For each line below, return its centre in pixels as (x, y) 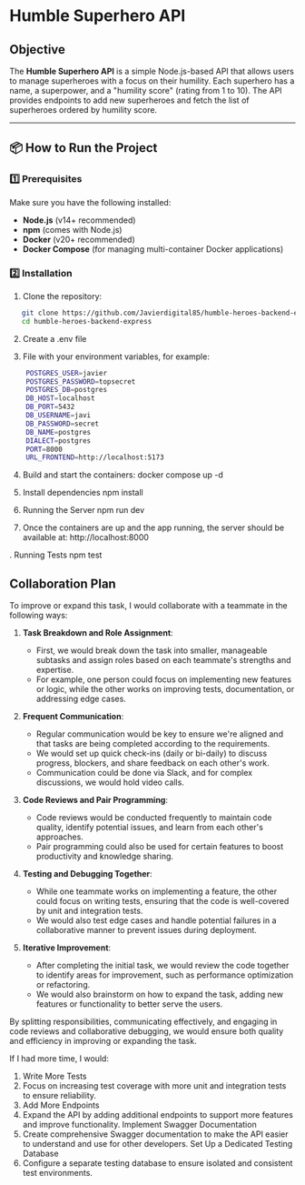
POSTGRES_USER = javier (66, 373)
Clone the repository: (62, 296)
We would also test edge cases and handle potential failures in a (156, 920)
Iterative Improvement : (67, 948)
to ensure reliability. (59, 1096)
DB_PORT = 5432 (50, 407)
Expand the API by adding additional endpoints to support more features (157, 1115)
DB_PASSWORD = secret (63, 424)
